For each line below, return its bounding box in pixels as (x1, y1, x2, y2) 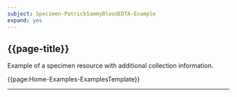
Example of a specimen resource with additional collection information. (7, 61, 214, 70)
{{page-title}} (7, 43, 70, 55)
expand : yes (7, 17, 42, 24)
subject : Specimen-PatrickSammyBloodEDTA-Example (7, 10, 157, 18)
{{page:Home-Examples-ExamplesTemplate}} (7, 75, 140, 84)
